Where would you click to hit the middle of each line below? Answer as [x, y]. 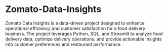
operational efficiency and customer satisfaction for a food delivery [75, 28]
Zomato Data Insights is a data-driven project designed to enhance [75, 23]
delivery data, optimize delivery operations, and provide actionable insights [83, 39]
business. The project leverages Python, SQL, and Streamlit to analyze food [84, 33]
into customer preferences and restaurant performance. [64, 44]
